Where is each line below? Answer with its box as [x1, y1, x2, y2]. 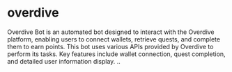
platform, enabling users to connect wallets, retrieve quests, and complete [7, 35, 221, 43]
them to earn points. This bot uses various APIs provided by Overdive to [7, 42, 214, 51]
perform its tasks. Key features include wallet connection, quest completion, [7, 50, 226, 58]
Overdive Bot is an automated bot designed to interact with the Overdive [7, 28, 215, 36]
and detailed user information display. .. [7, 57, 121, 65]
